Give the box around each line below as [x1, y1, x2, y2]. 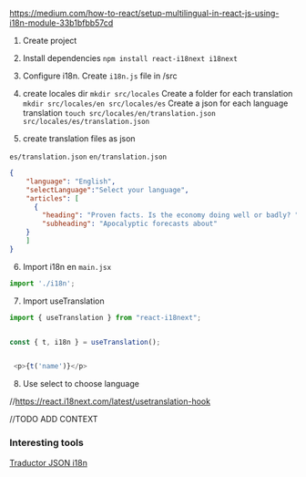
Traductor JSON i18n [9, 457, 88, 468]
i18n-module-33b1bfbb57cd [9, 17, 114, 28]
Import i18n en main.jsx [22, 261, 112, 272]
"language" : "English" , [25, 177, 117, 186]
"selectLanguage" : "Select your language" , [25, 185, 189, 194]
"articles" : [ [25, 193, 79, 203]
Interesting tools [9, 437, 84, 450]
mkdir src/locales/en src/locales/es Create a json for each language [22, 98, 289, 109]
